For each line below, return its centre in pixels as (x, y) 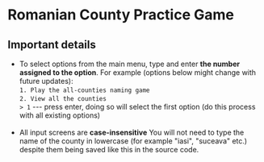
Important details (52, 45)
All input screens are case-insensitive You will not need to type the (132, 132)
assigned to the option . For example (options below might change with (137, 73)
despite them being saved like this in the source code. (109, 150)
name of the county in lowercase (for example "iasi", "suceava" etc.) (133, 141)
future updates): (46, 81)
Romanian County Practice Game (121, 15)
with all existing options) (60, 115)
